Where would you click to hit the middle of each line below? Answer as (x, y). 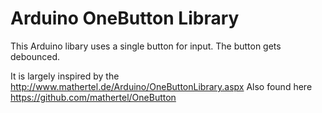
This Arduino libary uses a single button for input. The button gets (146, 46)
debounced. (35, 56)
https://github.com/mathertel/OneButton (93, 97)
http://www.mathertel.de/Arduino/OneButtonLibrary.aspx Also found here (161, 86)
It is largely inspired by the (65, 76)
